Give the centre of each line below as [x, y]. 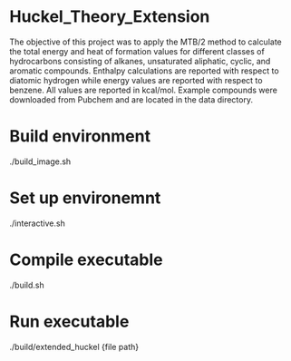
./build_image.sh [40, 161]
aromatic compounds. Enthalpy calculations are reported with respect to [144, 71]
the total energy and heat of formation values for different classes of [137, 51]
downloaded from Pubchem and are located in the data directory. [131, 99]
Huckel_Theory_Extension [110, 17]
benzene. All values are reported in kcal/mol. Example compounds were [144, 90]
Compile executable [86, 259]
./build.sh [27, 285]
